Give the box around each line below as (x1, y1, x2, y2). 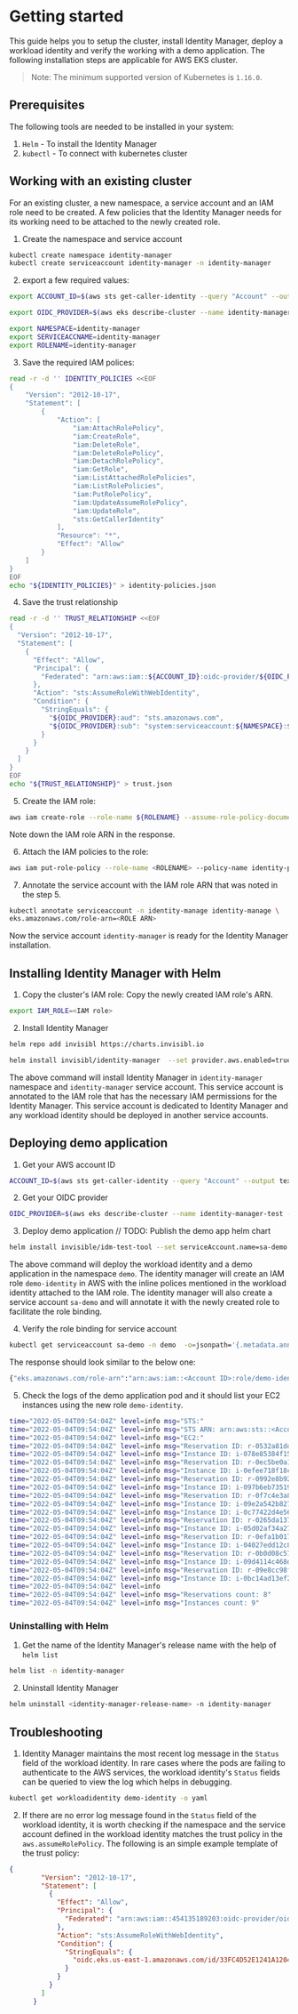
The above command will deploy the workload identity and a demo (9, 1259, 253, 1269)
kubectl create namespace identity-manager (9, 251, 173, 260)
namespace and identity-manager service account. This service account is (9, 1081, 284, 1092)
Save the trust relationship (21, 597, 118, 608)
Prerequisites (9, 98, 85, 113)
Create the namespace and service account (21, 233, 183, 244)
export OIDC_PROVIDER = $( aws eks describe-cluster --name (9, 309, 224, 318)
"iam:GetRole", (72, 465, 129, 474)
